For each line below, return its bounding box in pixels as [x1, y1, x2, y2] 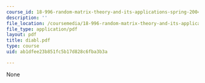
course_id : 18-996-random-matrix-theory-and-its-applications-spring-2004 [6, 9, 201, 15]
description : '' [6, 15, 48, 21]
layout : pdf [6, 32, 37, 38]
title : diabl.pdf [6, 37, 51, 43]
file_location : [6, 20, 45, 26]
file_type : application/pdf [6, 26, 78, 32]
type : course [6, 43, 40, 49]
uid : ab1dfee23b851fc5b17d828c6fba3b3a [6, 49, 108, 55]
